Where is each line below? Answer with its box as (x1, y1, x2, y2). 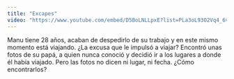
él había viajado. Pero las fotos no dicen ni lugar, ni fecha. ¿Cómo (7, 58, 195, 66)
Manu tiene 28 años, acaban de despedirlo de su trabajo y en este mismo (7, 35, 219, 44)
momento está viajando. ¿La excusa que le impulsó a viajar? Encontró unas (7, 43, 222, 51)
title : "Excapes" (7, 10, 58, 17)
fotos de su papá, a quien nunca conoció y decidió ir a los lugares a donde (7, 50, 221, 59)
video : (7, 17, 26, 24)
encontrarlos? (7, 65, 47, 73)
